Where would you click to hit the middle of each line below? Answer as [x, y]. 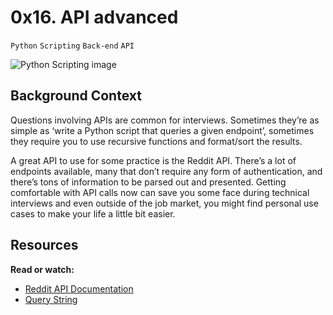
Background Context [76, 96]
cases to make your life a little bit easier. [93, 213]
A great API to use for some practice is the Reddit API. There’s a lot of [153, 160]
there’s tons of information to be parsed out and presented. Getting [148, 182]
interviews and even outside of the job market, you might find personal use [164, 203]
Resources [44, 245]
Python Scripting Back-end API [72, 46]
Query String [51, 299]
